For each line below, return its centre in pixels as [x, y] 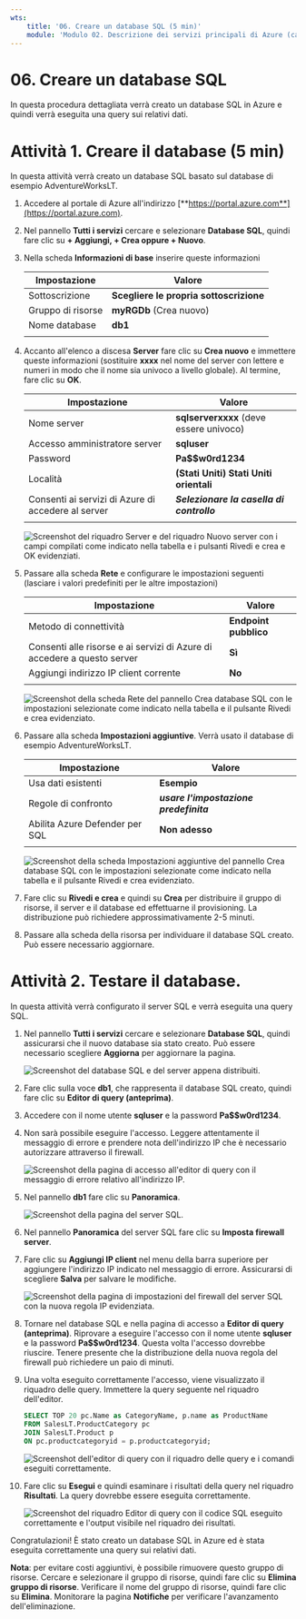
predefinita [184, 809]
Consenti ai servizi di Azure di [91, 499]
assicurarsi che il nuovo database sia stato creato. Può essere [139, 1043]
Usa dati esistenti [65, 784]
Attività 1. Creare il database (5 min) [148, 151]
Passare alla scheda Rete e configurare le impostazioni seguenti [143, 574]
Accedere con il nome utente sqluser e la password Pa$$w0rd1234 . [152, 1116]
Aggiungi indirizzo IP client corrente [104, 673]
